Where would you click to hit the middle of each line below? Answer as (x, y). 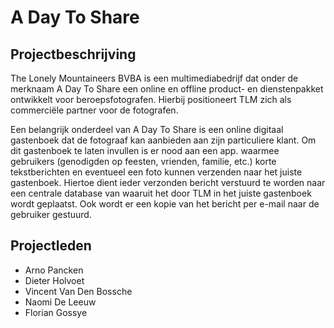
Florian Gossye (56, 312)
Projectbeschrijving (73, 54)
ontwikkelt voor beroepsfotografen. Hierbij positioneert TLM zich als (151, 99)
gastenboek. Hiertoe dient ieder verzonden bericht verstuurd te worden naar (168, 182)
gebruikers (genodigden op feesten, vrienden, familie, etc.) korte (143, 161)
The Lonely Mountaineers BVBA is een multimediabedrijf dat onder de (154, 78)
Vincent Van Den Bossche (78, 291)
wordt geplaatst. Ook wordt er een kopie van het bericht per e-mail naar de (165, 204)
